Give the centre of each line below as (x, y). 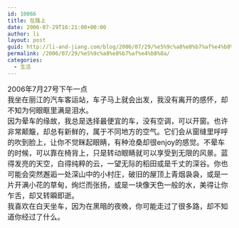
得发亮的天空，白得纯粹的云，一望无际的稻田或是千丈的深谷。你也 (118, 163)
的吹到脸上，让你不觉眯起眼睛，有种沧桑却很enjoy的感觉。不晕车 (116, 142)
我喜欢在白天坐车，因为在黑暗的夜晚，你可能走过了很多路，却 (111, 206)
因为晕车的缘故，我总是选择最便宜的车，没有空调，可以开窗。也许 (118, 121)
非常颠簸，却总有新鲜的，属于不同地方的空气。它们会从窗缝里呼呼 (118, 131)
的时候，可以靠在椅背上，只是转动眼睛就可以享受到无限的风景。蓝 (118, 153)
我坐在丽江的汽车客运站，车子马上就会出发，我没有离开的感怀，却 (118, 99)
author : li (23, 34)
